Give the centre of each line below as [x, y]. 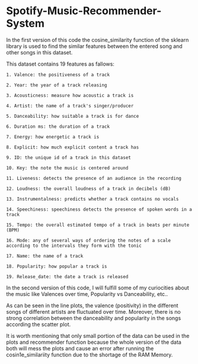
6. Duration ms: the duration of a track [58, 126]
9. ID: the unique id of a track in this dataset [69, 157]
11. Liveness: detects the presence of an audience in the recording [94, 178]
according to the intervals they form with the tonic [74, 246]
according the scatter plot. [39, 324]
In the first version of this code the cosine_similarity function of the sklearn [98, 40]
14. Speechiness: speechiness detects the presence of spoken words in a [99, 209]
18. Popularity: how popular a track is [57, 266]
